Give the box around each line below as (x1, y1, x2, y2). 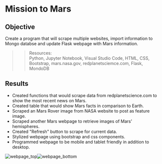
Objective (5, 23, 36, 31)
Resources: (29, 50, 52, 56)
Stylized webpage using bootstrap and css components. (12, 133, 126, 139)
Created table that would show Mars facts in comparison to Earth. (12, 103, 144, 109)
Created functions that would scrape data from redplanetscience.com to (12, 92, 157, 98)
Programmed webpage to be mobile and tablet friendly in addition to (12, 139, 149, 145)
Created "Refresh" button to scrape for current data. (12, 129, 117, 134)
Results (5, 80, 29, 88)
